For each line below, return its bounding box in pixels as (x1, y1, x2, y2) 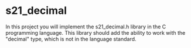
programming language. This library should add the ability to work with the (5, 29, 186, 36)
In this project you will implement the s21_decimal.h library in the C (5, 23, 166, 30)
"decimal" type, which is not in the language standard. (5, 35, 137, 42)
